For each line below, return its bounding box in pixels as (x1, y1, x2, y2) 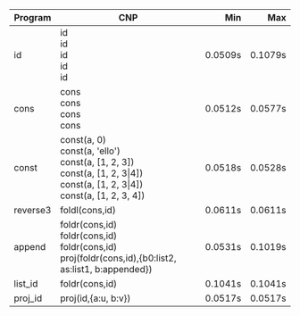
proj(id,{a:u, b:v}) (59, 292, 131, 304)
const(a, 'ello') (59, 145, 121, 157)
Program (13, 12, 52, 23)
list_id (13, 278, 38, 289)
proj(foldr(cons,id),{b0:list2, (59, 252, 177, 264)
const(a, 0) (59, 134, 107, 146)
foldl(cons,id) (59, 204, 116, 216)
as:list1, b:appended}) (59, 263, 153, 275)
